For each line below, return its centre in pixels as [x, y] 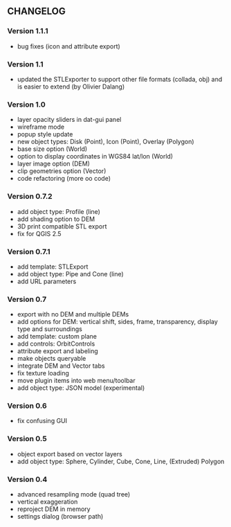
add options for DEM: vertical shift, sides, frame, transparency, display [117, 322]
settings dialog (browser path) [60, 517]
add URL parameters [47, 281]
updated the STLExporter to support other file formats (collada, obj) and [120, 79]
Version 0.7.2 [30, 197]
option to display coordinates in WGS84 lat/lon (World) [95, 157]
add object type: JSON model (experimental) [81, 388]
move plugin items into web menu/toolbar [76, 381]
